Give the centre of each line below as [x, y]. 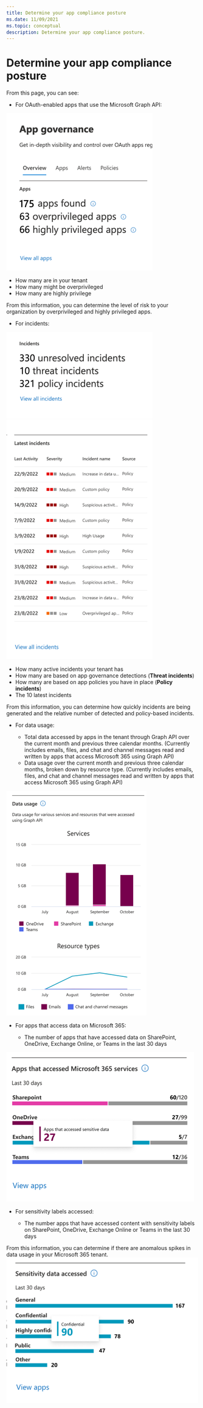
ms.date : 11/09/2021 [33, 19]
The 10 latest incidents [43, 695]
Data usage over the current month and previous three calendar [104, 763]
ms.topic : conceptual [34, 26]
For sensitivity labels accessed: [54, 1212]
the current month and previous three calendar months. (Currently [107, 743]
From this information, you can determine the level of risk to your [88, 306]
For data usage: [35, 725]
